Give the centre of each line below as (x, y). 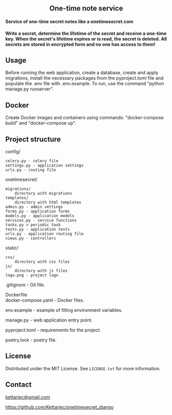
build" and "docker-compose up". (41, 123)
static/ (12, 248)
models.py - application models (40, 216)
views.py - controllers (31, 238)
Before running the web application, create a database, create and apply (82, 73)
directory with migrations (43, 194)
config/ (13, 152)
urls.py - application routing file (44, 234)
